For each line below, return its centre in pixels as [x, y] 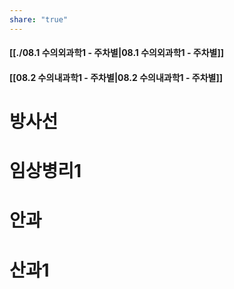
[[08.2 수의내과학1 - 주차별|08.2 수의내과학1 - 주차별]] [116, 77]
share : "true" [39, 19]
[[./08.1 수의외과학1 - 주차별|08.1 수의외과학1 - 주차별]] [116, 53]
